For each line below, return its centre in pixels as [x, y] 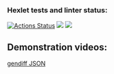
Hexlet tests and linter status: [57, 10]
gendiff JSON [26, 64]
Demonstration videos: [57, 47]
